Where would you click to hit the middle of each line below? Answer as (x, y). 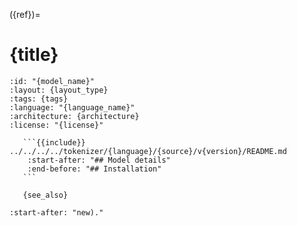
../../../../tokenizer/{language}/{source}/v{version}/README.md (148, 151)
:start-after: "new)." (56, 212)
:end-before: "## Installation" (94, 169)
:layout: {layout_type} (59, 90)
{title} (34, 55)
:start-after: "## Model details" (99, 160)
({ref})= (25, 14)
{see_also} (45, 195)
